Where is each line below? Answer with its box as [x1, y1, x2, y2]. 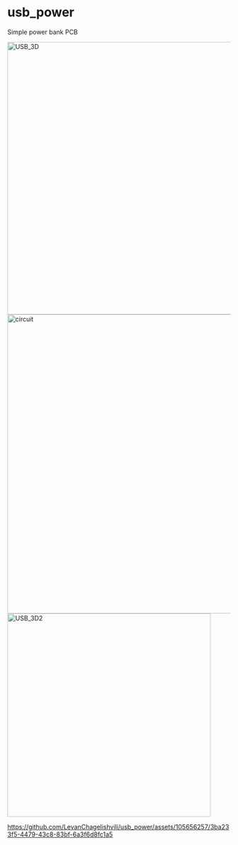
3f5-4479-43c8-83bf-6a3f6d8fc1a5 [7, 830, 113, 839]
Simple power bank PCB [7, 28, 78, 36]
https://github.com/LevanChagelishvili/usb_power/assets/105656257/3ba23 [7, 822, 229, 831]
